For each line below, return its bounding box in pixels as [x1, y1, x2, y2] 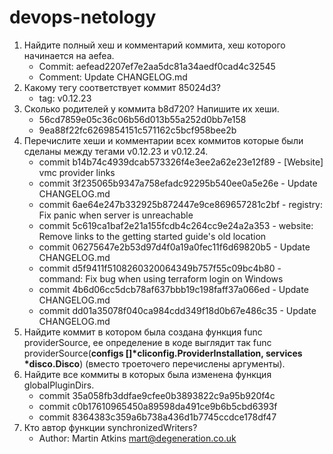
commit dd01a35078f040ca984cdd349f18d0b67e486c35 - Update [38, 304, 317, 316]
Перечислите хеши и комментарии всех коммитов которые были [23, 134, 304, 146]
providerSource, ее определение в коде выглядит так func [23, 336, 272, 348]
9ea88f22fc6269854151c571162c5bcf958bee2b [38, 124, 237, 136]
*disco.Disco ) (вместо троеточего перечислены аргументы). [23, 357, 286, 370]
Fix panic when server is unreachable [38, 209, 194, 221]
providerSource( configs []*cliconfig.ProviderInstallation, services [23, 347, 303, 359]
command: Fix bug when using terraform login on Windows [38, 272, 284, 285]
